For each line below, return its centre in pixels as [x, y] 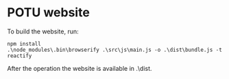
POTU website [49, 13]
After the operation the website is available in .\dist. [80, 68]
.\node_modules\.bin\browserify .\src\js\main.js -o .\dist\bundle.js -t [115, 50]
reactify [20, 56]
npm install [24, 44]
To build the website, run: [43, 31]
